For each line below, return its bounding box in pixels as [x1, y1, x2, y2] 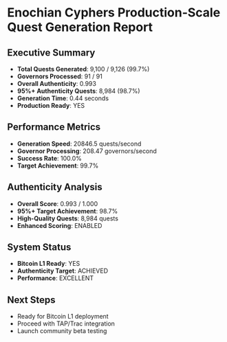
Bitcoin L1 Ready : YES [17, 260, 80, 268]
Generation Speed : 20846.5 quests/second [17, 139, 142, 148]
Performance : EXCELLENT [17, 274, 94, 282]
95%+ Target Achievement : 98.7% [17, 207, 118, 215]
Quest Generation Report [7, 19, 153, 35]
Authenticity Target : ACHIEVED [17, 266, 109, 275]
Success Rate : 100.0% [17, 154, 83, 162]
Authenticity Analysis [7, 181, 103, 193]
